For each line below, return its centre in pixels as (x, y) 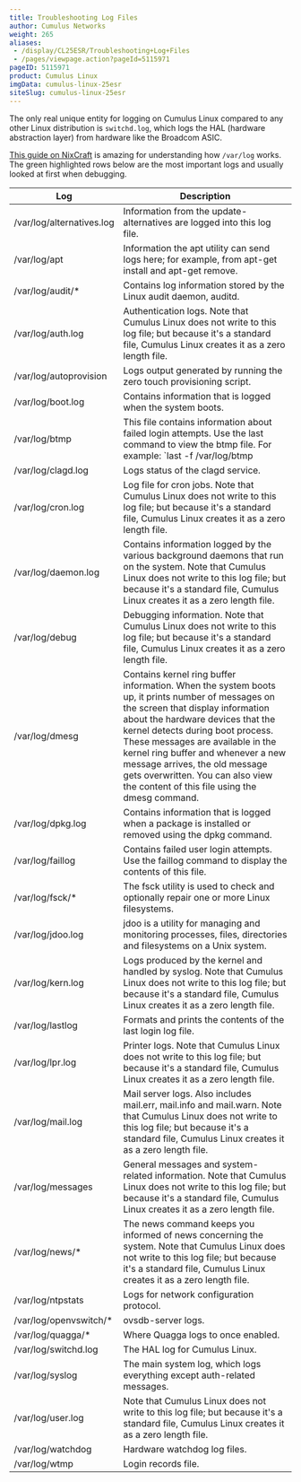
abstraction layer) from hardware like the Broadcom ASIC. (116, 137)
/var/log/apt (39, 259)
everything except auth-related (189, 1375)
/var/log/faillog (45, 860)
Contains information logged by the (197, 544)
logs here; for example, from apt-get (200, 259)
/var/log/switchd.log (56, 1349)
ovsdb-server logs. (164, 1320)
